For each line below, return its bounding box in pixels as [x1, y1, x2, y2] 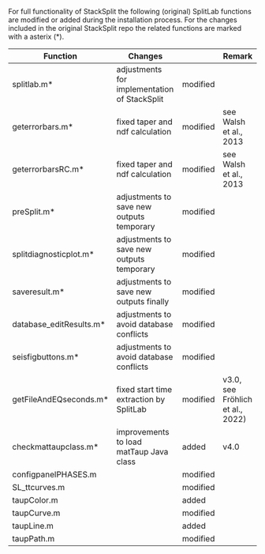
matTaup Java [116, 447, 169, 457]
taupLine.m [12, 521, 54, 531]
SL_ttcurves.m [12, 482, 65, 492]
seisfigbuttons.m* [12, 352, 80, 362]
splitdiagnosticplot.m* [12, 249, 95, 259]
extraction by [116, 394, 166, 405]
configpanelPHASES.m [12, 469, 97, 480]
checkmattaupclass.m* [12, 442, 99, 452]
